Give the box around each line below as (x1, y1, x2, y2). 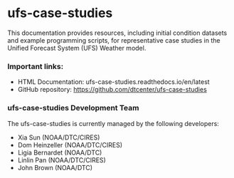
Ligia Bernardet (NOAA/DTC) (17, 148, 102, 157)
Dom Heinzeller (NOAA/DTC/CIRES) (17, 140, 123, 149)
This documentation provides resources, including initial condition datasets (7, 28, 228, 37)
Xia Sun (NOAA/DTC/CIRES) (17, 133, 100, 142)
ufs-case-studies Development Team (7, 103, 139, 113)
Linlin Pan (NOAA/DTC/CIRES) (17, 155, 107, 164)
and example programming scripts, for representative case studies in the (7, 36, 220, 44)
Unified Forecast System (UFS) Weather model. (7, 43, 147, 52)
